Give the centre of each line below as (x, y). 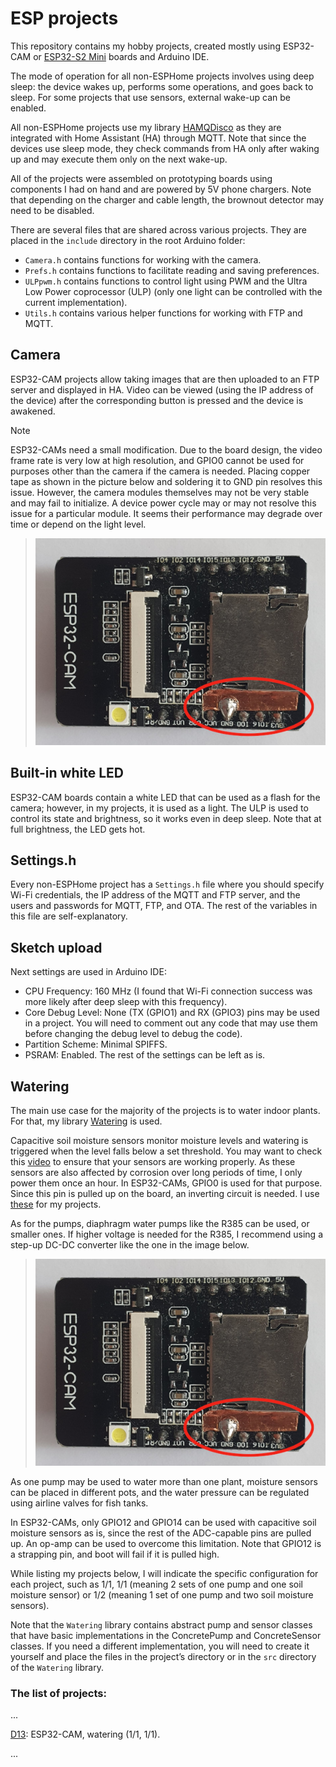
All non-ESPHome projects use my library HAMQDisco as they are (146, 127)
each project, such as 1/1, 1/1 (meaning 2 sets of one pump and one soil (156, 1584)
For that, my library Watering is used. (86, 1121)
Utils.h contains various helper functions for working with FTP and (163, 313)
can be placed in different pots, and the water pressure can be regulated (160, 1492)
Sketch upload (56, 947)
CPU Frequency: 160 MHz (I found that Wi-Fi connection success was (168, 991)
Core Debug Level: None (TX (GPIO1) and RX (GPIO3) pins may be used (172, 1013)
